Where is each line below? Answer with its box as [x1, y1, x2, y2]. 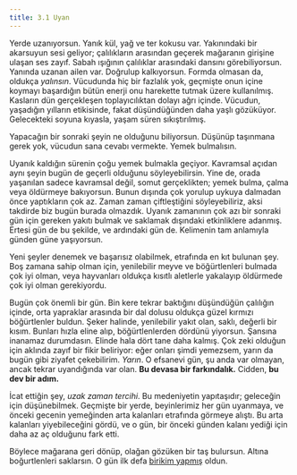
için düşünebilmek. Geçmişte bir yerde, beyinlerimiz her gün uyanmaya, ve [9, 400, 284, 411]
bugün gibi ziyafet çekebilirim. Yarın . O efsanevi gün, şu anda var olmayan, [9, 354, 284, 365]
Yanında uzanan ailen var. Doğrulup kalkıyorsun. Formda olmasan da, [9, 66, 264, 77]
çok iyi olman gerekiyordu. [9, 279, 107, 291]
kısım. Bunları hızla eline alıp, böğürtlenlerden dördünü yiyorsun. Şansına [9, 326, 277, 336]
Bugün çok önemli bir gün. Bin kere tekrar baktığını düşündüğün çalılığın [9, 297, 275, 308]
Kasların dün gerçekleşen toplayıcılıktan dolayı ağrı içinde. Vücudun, [9, 95, 261, 106]
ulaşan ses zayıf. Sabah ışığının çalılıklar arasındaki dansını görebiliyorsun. [9, 56, 282, 67]
